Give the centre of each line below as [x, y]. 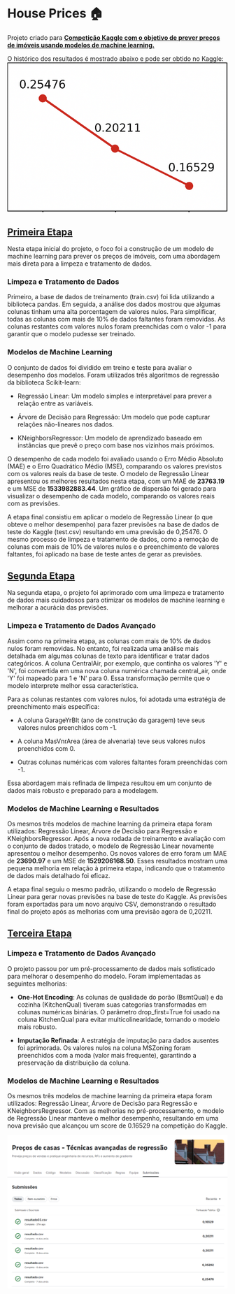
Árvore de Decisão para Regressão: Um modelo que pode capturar [114, 417]
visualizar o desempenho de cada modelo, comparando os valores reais [111, 496]
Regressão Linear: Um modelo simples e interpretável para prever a [114, 396]
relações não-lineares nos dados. [65, 424]
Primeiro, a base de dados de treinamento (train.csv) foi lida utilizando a [111, 297]
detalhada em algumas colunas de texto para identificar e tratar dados [108, 656]
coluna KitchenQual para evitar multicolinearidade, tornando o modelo [119, 1019]
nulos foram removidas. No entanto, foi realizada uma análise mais [103, 648]
